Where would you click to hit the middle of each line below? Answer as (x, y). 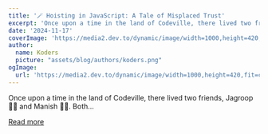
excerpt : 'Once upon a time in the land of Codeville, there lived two (130, 23)
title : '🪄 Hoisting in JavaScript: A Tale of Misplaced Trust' (117, 16)
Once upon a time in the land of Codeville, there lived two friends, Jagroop (131, 97)
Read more (26, 121)
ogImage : (23, 68)
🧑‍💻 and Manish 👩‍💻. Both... (51, 106)
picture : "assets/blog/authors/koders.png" (89, 61)
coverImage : (28, 38)
